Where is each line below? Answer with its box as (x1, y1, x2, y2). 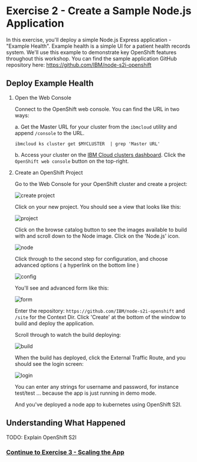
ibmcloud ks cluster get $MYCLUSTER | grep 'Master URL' (14, 140, 160, 147)
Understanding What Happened (6, 418, 126, 428)
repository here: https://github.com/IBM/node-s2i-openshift (6, 61, 152, 68)
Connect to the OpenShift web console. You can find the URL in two (14, 105, 180, 113)
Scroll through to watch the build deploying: (14, 331, 122, 338)
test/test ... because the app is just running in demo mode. (14, 389, 157, 397)
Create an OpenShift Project (14, 169, 83, 176)
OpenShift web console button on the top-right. (14, 158, 129, 165)
